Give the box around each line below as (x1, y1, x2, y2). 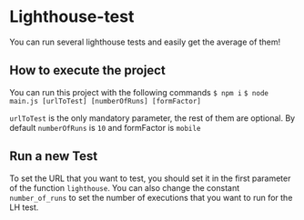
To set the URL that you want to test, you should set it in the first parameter (9, 173, 291, 184)
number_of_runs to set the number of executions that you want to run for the (9, 192, 293, 203)
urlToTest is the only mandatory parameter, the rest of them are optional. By (9, 112, 296, 124)
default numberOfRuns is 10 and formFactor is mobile (9, 122, 201, 133)
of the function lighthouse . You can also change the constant (9, 182, 240, 193)
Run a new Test (9, 148, 98, 165)
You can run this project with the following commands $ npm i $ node (9, 86, 269, 97)
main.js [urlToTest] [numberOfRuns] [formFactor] (9, 96, 202, 105)
